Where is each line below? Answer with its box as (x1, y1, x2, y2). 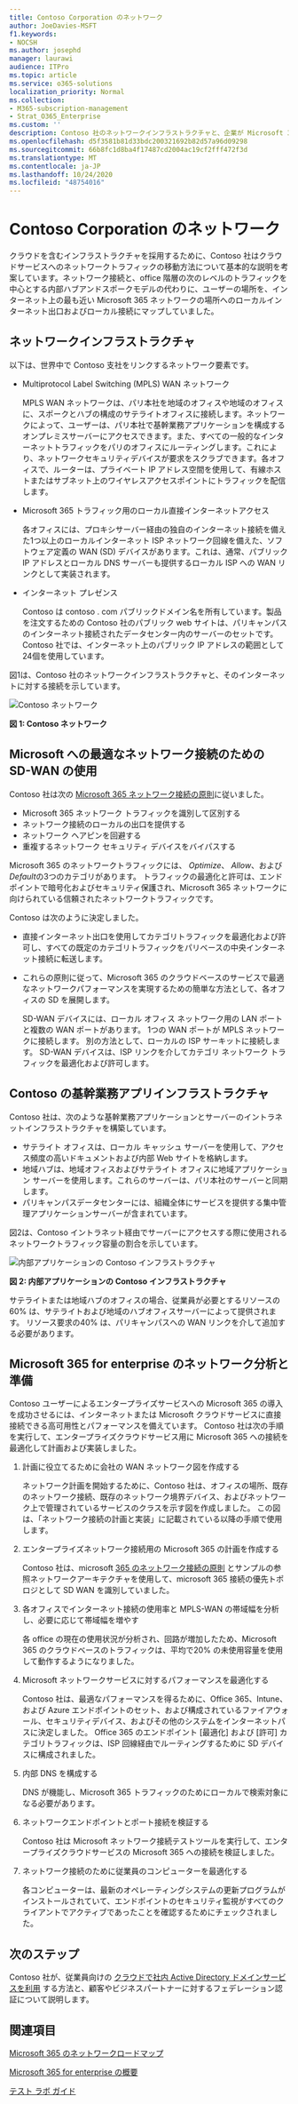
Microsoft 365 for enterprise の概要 (9, 2067, 138, 2077)
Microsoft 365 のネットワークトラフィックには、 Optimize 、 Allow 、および (9, 859, 283, 871)
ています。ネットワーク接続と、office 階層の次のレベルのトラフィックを (24, 273, 288, 283)
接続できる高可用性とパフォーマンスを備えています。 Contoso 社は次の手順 (9, 1421, 284, 1431)
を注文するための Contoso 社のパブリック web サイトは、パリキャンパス (21, 617, 287, 627)
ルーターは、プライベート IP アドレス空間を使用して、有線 (52, 464, 266, 474)
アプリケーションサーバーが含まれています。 (29, 1207, 192, 1218)
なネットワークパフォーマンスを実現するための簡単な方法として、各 (21, 983, 271, 993)
